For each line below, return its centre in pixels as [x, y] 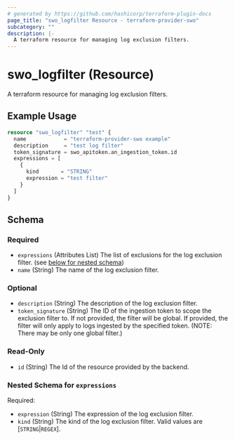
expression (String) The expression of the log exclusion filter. [106, 414]
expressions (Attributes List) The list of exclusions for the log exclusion [120, 255]
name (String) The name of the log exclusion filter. [88, 270]
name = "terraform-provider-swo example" [92, 139]
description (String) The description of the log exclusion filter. [107, 304]
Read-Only [26, 351]
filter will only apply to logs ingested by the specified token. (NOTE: [115, 326]
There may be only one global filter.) [70, 333]
